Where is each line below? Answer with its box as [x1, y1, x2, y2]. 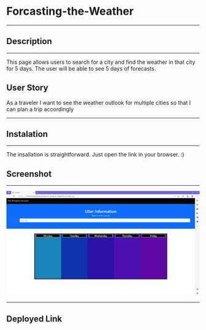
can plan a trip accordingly [6, 106, 74, 113]
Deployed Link [6, 313, 63, 324]
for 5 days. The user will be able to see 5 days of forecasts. [6, 64, 156, 72]
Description [6, 36, 52, 47]
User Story [6, 83, 48, 93]
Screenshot [6, 169, 52, 179]
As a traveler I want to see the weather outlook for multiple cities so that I [6, 99, 191, 106]
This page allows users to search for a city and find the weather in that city [6, 58, 196, 66]
